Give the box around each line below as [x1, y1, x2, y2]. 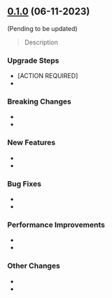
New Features [7, 137, 56, 147]
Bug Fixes [7, 179, 42, 189]
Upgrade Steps [7, 56, 59, 66]
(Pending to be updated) [7, 24, 78, 32]
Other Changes [7, 261, 61, 271]
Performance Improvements [7, 220, 106, 230]
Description [24, 38, 58, 46]
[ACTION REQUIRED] [17, 72, 78, 80]
